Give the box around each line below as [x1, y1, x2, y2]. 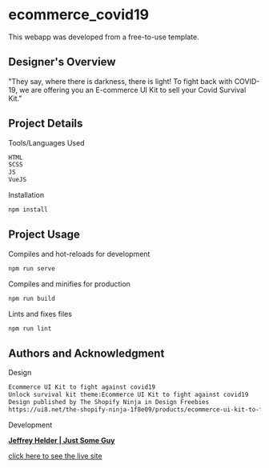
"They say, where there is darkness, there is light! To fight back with [8, 76, 233, 86]
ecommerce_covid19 [8, 6, 150, 24]
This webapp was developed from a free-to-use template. [8, 32, 199, 42]
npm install [8, 206, 48, 214]
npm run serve [8, 264, 56, 273]
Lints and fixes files [8, 309, 72, 318]
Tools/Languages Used [8, 138, 85, 147]
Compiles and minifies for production [8, 278, 130, 289]
